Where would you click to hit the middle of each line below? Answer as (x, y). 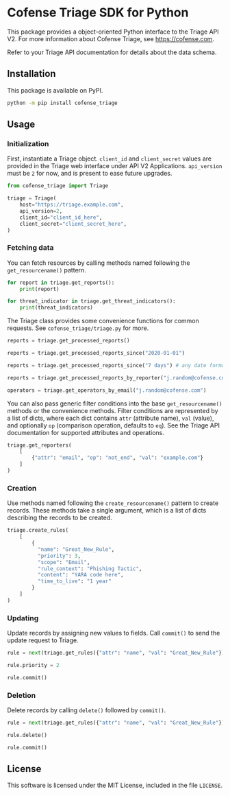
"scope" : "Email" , (64, 562)
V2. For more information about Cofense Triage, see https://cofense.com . (111, 38)
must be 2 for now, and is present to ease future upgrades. (90, 174)
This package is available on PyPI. (55, 90)
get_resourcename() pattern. (47, 270)
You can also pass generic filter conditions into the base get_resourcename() (115, 403)
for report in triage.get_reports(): (61, 283)
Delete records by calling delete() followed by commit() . (87, 710)
